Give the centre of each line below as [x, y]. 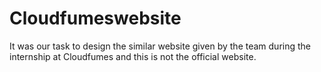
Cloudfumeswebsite [95, 18]
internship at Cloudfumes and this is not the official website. [133, 56]
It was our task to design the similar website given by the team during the [160, 46]
